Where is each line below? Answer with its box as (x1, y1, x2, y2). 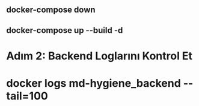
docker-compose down (6, 5, 96, 15)
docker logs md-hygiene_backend (6, 77, 182, 90)
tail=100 (6, 89, 48, 103)
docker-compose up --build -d (6, 25, 123, 35)
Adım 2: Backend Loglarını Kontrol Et (6, 49, 193, 62)
